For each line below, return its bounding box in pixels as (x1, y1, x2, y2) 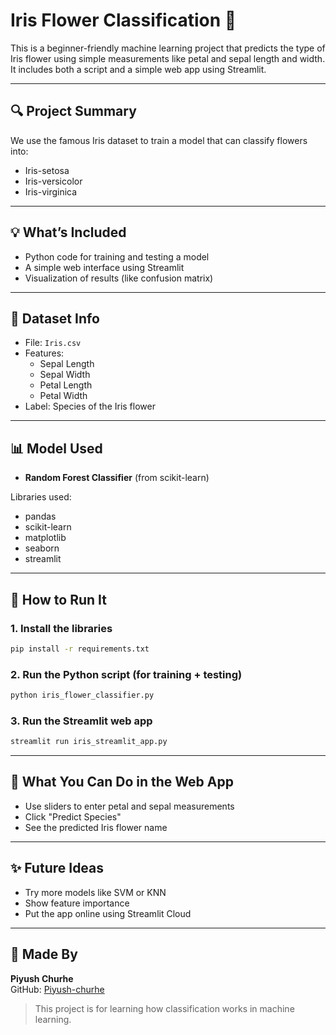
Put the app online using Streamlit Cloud (24, 907, 192, 919)
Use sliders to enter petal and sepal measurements (24, 800, 235, 812)
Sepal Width (39, 369, 91, 381)
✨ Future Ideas (10, 860, 105, 877)
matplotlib (24, 532, 67, 544)
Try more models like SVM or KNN (24, 886, 167, 898)
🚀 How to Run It (10, 591, 108, 608)
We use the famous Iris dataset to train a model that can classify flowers (10, 134, 308, 146)
